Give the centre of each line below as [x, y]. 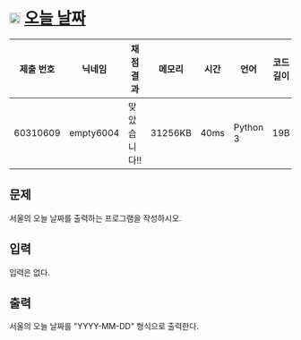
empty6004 [95, 132]
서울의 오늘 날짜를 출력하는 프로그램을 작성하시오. [95, 218]
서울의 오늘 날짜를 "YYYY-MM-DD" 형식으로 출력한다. [104, 327]
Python [249, 127]
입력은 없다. [30, 272]
